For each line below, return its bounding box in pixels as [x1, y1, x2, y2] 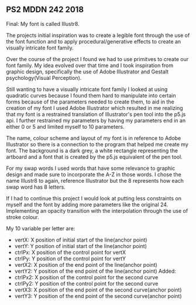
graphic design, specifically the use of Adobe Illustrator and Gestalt [6, 68, 169, 75]
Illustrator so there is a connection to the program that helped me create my [6, 140, 189, 148]
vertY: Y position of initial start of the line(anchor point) [14, 242, 147, 249]
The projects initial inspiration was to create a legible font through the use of [6, 32, 190, 39]
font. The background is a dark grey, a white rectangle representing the [6, 147, 178, 154]
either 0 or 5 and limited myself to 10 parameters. [6, 123, 125, 130]
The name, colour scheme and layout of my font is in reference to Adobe [6, 135, 181, 142]
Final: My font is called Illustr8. [6, 20, 80, 27]
